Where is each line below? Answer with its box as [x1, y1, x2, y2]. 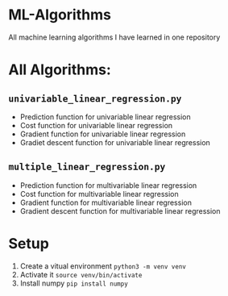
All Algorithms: [8, 60, 111, 79]
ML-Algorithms [8, 6, 111, 24]
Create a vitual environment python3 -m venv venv [19, 261, 187, 271]
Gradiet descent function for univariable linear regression [19, 137, 211, 147]
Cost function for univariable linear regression [19, 120, 173, 130]
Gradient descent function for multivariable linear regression [19, 206, 221, 215]
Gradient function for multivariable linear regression [19, 198, 192, 207]
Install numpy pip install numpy [19, 278, 129, 288]
